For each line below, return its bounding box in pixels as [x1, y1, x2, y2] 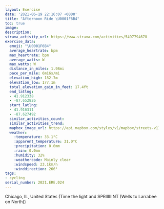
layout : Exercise [5, 7, 41, 12]
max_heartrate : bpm [9, 52, 49, 58]
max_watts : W [9, 62, 36, 67]
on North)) [5, 199, 26, 205]
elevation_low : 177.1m [9, 80, 56, 85]
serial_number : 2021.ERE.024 [5, 180, 64, 185]
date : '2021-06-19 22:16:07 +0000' [5, 12, 78, 17]
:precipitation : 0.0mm [14, 144, 60, 149]
